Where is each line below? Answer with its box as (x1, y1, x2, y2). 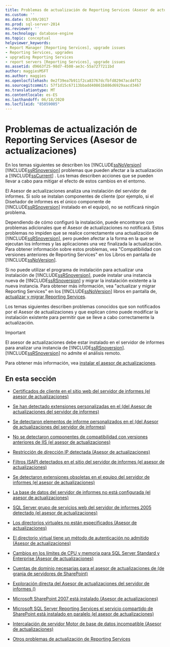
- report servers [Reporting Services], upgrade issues (5, 59, 125, 64)
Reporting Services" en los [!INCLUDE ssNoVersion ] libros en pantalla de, (5, 289, 157, 295)
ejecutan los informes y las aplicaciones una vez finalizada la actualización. (5, 241, 163, 247)
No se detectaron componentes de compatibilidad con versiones (12, 434, 148, 440)
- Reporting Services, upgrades (5, 50, 73, 55)
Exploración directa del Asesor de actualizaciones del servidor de (12, 580, 150, 586)
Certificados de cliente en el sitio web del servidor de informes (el (12, 388, 150, 394)
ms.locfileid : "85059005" (5, 102, 60, 107)
